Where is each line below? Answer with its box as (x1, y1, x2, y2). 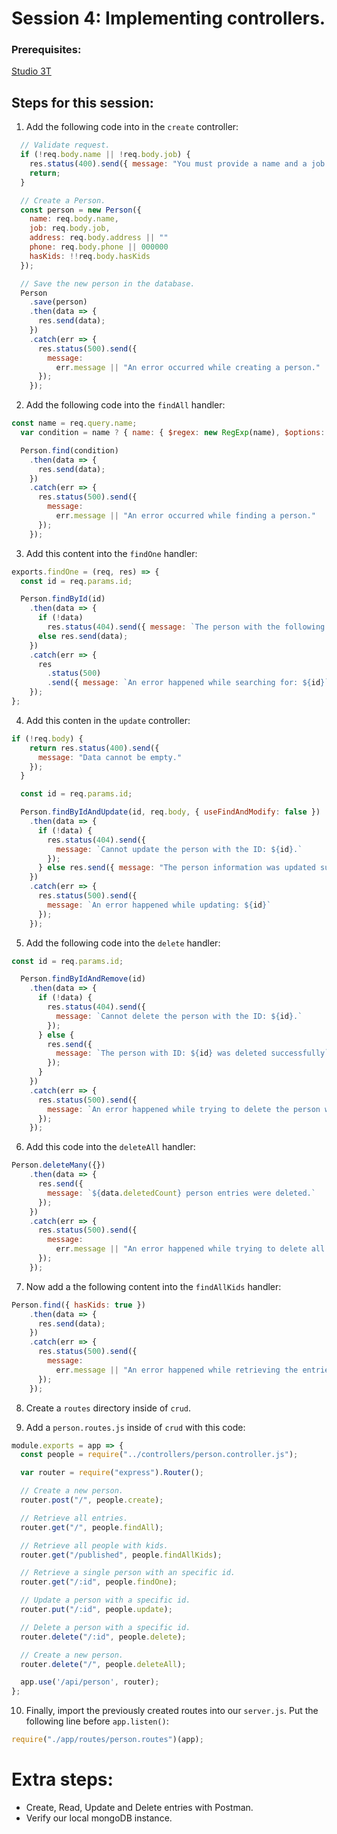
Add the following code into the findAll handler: (25, 399, 226, 411)
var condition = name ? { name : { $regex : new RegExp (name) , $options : (20, 428, 326, 438)
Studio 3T (11, 65, 52, 77)
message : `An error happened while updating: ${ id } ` (47, 900, 272, 910)
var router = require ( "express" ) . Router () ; (20, 1468, 204, 1478)
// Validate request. (20, 140, 111, 151)
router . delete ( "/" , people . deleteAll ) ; (20, 1659, 187, 1669)
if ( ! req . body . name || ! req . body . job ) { (20, 150, 191, 160)
